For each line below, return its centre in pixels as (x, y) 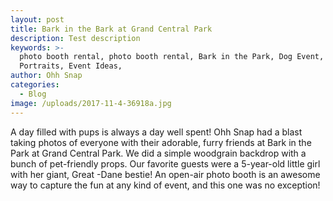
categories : (35, 85)
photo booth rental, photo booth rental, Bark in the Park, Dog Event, (172, 57)
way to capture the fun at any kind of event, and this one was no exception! (165, 185)
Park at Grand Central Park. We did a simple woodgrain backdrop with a (158, 153)
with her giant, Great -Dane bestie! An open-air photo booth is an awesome (165, 174)
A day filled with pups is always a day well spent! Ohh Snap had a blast (156, 132)
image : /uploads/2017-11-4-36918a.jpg (91, 103)
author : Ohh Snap (46, 76)
